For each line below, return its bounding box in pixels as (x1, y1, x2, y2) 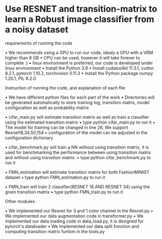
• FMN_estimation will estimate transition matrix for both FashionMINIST (5, 169, 150, 175)
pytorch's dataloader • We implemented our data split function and (5, 223, 140, 229)
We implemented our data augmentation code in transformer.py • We (5, 213, 144, 219)
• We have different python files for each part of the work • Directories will (5, 94, 155, 100)
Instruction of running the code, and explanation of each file (5, 85, 126, 91)
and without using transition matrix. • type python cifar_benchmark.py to (5, 154, 151, 160)
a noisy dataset (5, 24, 69, 35)
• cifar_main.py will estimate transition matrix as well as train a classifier (5, 114, 149, 120)
